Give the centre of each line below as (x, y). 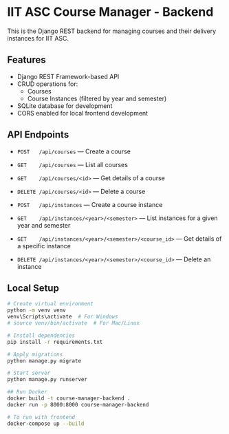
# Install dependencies (41, 335)
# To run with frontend (41, 417)
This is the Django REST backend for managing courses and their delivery (112, 31)
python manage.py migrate (44, 361)
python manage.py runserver (47, 380)
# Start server (29, 373)
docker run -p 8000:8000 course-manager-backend (78, 404)
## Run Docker (28, 392)
